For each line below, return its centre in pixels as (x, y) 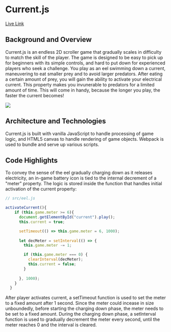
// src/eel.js (20, 198)
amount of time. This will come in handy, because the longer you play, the (83, 90)
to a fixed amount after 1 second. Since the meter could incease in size (80, 303)
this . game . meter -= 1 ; (48, 246)
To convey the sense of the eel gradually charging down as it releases (79, 173)
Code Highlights (31, 160)
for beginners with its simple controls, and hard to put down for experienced (86, 63)
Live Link (15, 24)
